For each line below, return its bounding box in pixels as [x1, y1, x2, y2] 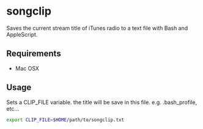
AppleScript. [6, 30, 38, 38]
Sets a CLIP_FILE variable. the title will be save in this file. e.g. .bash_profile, [6, 99, 197, 106]
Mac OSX [15, 64, 40, 72]
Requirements [6, 49, 61, 59]
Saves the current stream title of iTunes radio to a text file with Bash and [6, 24, 188, 32]
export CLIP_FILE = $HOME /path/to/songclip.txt [6, 117, 124, 123]
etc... [6, 105, 20, 112]
